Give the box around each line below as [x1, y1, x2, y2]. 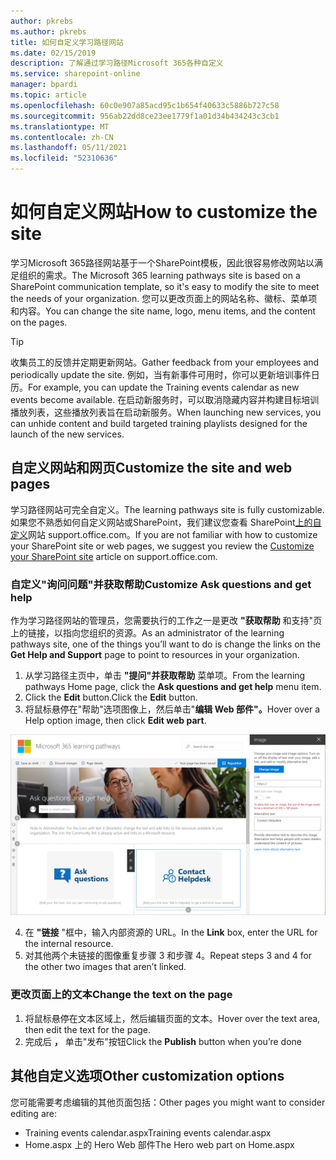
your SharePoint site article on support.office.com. [10, 550, 218, 562]
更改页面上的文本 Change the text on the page [10, 988, 233, 1002]
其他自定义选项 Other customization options [10, 1068, 285, 1085]
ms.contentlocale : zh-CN [10, 132, 114, 142]
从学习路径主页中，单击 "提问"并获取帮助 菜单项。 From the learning [24, 670, 306, 682]
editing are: [10, 1107, 57, 1119]
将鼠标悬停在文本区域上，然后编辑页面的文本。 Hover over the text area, [24, 1012, 321, 1024]
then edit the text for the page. [24, 1023, 152, 1035]
